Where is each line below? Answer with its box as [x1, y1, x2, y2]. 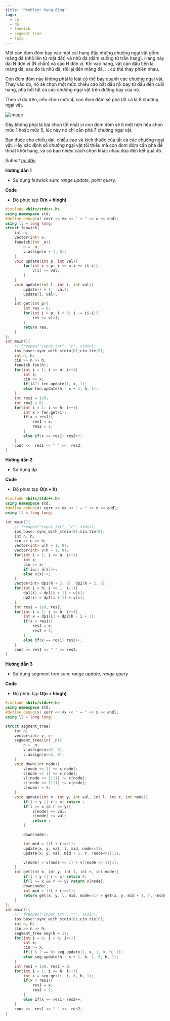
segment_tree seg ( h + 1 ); [14, 931, 69, 936]
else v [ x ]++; [23, 571, 51, 577]
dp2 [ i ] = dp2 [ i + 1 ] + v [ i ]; [23, 595, 85, 600]
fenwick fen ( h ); [14, 362, 49, 367]
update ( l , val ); [23, 292, 58, 297]
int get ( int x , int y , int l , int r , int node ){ [14, 870, 119, 875]
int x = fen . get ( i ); [23, 410, 67, 415]
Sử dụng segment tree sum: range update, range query [12, 671, 128, 677]
